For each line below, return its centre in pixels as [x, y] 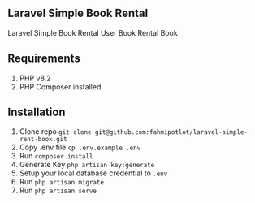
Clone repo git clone [55, 132]
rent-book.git [43, 140]
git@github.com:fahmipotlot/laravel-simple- [171, 132]
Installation [37, 112]
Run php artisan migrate [62, 182]
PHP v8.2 [35, 78]
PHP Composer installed [60, 86]
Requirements [44, 59]
